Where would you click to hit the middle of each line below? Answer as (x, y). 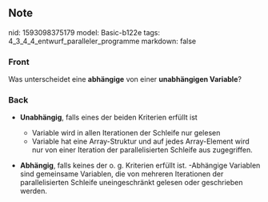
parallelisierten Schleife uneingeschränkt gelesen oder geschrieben (131, 183)
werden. (34, 191)
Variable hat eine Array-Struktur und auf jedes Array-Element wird (140, 141)
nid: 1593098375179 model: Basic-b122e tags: (84, 32)
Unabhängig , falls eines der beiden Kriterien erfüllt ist (108, 117)
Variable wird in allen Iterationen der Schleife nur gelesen (126, 133)
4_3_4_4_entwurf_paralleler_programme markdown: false (102, 41)
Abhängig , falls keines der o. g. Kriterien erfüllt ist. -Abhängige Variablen (140, 166)
